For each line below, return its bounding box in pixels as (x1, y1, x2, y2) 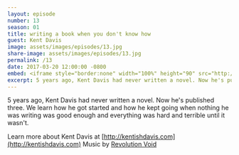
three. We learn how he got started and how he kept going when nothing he (7, 104, 229, 112)
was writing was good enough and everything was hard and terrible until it (7, 111, 225, 119)
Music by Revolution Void (83, 140, 157, 149)
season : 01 (7, 23, 40, 31)
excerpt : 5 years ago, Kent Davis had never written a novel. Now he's (7, 76, 224, 84)
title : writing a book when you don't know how (7, 30, 152, 38)
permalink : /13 (7, 57, 53, 64)
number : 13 (7, 17, 40, 24)
